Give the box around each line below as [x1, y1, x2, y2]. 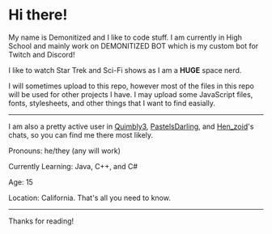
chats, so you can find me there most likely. [8, 130, 154, 139]
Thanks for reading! [8, 216, 74, 226]
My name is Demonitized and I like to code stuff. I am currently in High [8, 32, 243, 42]
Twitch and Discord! [8, 49, 75, 59]
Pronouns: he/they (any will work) [8, 146, 121, 155]
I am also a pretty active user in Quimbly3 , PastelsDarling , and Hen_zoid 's [8, 121, 254, 131]
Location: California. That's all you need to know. [8, 193, 172, 202]
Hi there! [8, 6, 68, 24]
